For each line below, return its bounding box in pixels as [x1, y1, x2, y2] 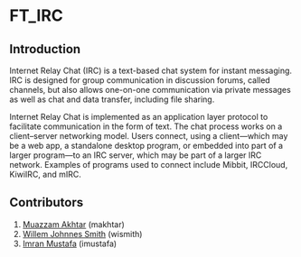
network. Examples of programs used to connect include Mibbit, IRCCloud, [9, 160, 288, 170]
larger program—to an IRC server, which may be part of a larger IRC [9, 150, 262, 161]
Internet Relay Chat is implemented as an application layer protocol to [9, 112, 268, 122]
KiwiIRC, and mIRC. [9, 169, 81, 179]
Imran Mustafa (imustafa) [22, 238, 118, 249]
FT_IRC [9, 5, 63, 26]
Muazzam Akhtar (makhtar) [22, 218, 125, 230]
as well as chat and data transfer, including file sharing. [9, 94, 215, 105]
